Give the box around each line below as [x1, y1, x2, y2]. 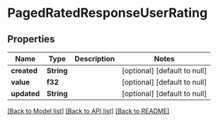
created [11, 66, 38, 75]
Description [74, 54, 115, 63]
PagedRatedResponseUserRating [7, 5, 208, 21]
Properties [7, 33, 55, 45]
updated [11, 89, 40, 98]
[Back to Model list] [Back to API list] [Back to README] [7, 107, 170, 115]
